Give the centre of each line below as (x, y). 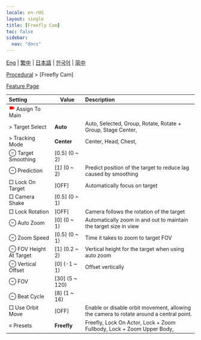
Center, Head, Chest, (111, 141)
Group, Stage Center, (111, 130)
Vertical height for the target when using (135, 249)
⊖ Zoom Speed (29, 238)
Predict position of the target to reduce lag (137, 167)
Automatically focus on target (121, 185)
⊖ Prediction (26, 171)
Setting (18, 99)
